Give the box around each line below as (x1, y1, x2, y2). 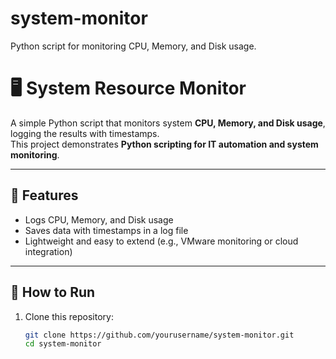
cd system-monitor (24, 339, 102, 349)
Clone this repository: (24, 310, 114, 322)
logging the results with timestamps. (10, 127, 160, 139)
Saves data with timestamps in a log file (24, 224, 189, 236)
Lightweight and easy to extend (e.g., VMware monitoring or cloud (24, 235, 299, 247)
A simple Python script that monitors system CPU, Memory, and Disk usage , (10, 117, 326, 129)
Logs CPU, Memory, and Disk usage (24, 213, 174, 226)
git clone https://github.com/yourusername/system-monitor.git (24, 330, 295, 340)
